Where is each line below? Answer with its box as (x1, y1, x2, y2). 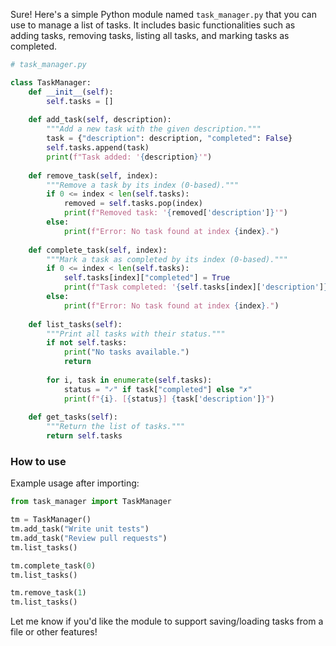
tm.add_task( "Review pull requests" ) (10, 533, 168, 543)
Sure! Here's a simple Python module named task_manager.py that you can (10, 9, 318, 20)
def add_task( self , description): (28, 115, 172, 125)
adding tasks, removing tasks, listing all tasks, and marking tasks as (10, 30, 290, 41)
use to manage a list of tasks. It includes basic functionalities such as (10, 19, 296, 31)
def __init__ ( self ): (28, 87, 114, 97)
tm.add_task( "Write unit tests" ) (10, 524, 150, 534)
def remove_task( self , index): (28, 170, 159, 181)
